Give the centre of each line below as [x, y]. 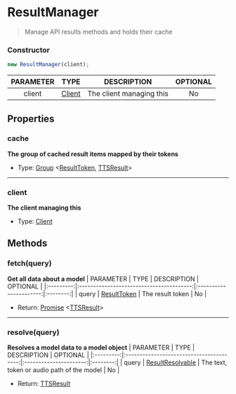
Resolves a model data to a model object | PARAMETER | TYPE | [101, 348]
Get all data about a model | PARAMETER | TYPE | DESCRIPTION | [103, 279]
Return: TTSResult [44, 383]
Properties [31, 119]
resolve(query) [33, 332]
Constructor [29, 50]
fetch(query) [29, 263]
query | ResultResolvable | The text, [176, 362]
